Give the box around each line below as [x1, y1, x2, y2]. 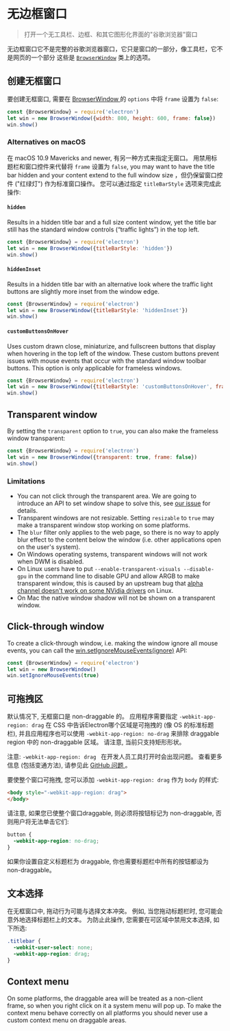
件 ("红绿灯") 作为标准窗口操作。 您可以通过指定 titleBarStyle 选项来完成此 [7, 179, 222, 188]
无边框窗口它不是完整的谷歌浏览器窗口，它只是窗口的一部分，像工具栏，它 [7, 44, 217, 53]
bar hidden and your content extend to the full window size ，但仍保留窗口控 [7, 170, 223, 179]
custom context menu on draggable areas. [7, 1016, 127, 1024]
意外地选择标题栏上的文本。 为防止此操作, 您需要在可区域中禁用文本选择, [7, 915, 212, 924]
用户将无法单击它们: [12, 817, 70, 826]
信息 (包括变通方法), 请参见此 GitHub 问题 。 [7, 761, 131, 769]
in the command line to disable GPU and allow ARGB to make [28, 572, 200, 580]
